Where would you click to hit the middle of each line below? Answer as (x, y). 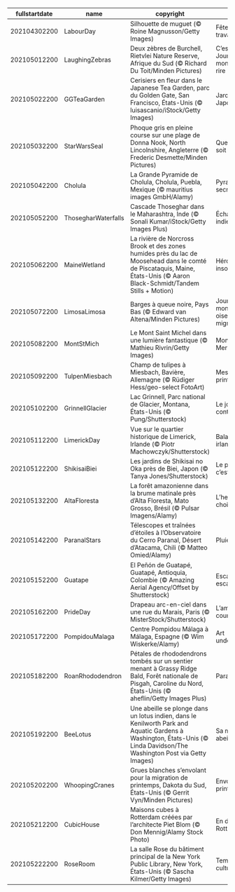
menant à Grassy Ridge (164, 669)
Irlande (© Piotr (153, 444)
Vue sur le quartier (157, 429)
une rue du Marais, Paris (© (170, 611)
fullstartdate (34, 13)
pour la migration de (159, 777)
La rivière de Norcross (162, 238)
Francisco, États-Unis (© (166, 103)
